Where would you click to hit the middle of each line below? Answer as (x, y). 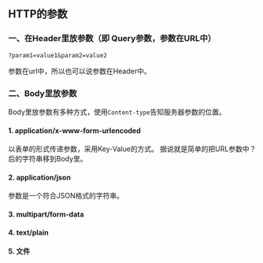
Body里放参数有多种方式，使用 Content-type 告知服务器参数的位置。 (117, 112)
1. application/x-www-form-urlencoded (75, 130)
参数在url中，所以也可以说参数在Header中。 (80, 71)
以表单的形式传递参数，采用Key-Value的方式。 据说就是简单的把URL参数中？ (132, 149)
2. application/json (39, 177)
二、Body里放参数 (43, 93)
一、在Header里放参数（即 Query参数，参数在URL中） (112, 39)
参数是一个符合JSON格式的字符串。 (66, 196)
